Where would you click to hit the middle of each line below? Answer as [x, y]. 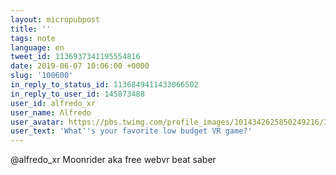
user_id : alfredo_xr [53, 103]
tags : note [33, 38]
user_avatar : [37, 122]
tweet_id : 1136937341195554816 [75, 57]
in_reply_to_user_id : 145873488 [77, 94]
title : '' [31, 29]
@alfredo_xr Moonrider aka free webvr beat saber [113, 160]
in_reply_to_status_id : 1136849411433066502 [104, 85]
